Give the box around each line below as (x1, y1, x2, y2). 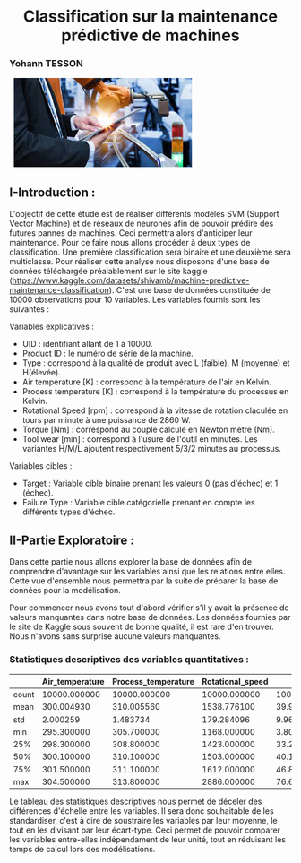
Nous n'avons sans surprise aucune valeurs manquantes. (9, 631, 221, 642)
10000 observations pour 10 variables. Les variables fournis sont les (9, 294, 261, 306)
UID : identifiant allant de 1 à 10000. (21, 339, 153, 350)
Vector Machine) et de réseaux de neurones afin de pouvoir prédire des (9, 218, 274, 229)
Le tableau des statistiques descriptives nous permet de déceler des (9, 796, 262, 807)
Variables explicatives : (9, 321, 94, 332)
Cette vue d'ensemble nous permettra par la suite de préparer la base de (9, 575, 279, 586)
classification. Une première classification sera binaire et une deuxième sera (9, 246, 291, 257)
